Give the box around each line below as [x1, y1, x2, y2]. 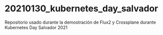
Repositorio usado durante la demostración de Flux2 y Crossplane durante [4, 19, 156, 25]
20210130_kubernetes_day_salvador [4, 3, 159, 14]
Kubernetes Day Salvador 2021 [4, 24, 68, 30]
